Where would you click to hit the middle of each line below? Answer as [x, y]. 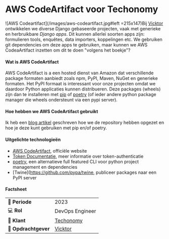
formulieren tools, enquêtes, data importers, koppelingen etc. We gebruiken [84, 39]
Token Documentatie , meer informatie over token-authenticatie [78, 156]
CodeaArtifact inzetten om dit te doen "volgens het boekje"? [68, 50]
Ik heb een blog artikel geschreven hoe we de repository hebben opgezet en [85, 123]
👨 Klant [17, 220]
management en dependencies [45, 167]
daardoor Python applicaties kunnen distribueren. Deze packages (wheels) [83, 89]
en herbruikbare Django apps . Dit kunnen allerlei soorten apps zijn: [75, 34]
